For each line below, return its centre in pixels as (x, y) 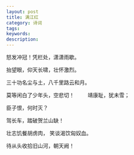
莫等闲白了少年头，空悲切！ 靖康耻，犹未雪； (68, 95)
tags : (13, 28)
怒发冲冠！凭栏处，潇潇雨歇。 (43, 57)
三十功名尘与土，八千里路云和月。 (48, 82)
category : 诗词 (24, 23)
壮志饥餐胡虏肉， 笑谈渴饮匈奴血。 (49, 133)
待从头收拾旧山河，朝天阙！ (40, 146)
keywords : (19, 34)
